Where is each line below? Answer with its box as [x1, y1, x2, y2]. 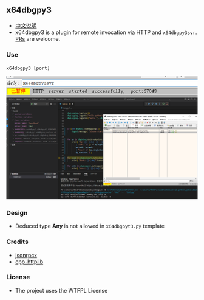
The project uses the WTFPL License [15, 287, 108, 294]
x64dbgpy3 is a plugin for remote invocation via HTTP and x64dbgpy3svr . [15, 29, 197, 36]
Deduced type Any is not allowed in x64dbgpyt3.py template [15, 222, 165, 230]
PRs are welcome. [15, 35, 61, 42]
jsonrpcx [15, 251, 38, 259]
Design [6, 208, 28, 217]
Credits [6, 237, 29, 246]
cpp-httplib [15, 258, 44, 265]
